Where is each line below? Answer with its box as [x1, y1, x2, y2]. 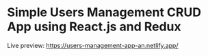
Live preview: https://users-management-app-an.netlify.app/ [7, 41, 179, 49]
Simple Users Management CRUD [7, 5, 202, 20]
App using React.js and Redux [7, 19, 181, 34]
